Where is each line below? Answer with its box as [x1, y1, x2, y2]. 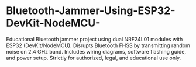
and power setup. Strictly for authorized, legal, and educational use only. [6, 54, 181, 61]
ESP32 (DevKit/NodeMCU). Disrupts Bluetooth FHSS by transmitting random [6, 42, 190, 49]
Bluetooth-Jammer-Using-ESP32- [6, 4, 176, 17]
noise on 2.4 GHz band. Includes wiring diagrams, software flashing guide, [6, 48, 187, 55]
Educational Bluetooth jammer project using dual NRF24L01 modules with [6, 36, 183, 43]
